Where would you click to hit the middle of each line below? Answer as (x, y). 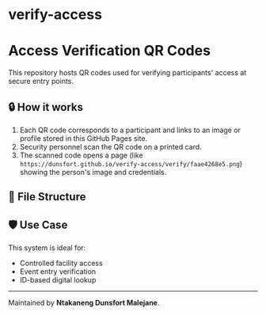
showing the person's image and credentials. (93, 172)
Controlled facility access (61, 264)
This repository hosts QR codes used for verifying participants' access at (127, 73)
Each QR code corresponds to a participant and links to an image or (130, 130)
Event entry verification (58, 271)
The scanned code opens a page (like (82, 155)
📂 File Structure (47, 197)
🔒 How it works (46, 107)
